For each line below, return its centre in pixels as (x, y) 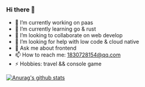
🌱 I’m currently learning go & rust (55, 29)
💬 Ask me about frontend (45, 48)
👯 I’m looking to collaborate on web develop (69, 35)
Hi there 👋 (21, 10)
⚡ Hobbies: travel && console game (58, 64)
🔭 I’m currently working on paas (54, 23)
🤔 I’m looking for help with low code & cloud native (77, 42)
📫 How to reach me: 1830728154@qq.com (68, 55)
